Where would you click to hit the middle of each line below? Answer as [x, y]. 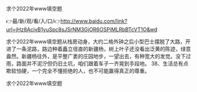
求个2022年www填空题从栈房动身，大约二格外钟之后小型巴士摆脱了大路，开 [98, 42]
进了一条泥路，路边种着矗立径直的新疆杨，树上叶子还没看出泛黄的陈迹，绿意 [98, 49]
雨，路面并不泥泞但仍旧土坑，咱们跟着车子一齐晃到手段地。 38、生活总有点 [97, 64]
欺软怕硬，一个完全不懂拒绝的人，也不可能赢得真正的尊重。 [78, 71]
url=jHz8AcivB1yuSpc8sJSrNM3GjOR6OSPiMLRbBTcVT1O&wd [81, 29]
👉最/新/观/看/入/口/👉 [33, 21]
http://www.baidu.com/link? [94, 21]
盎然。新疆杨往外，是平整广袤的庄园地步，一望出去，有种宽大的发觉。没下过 [98, 56]
